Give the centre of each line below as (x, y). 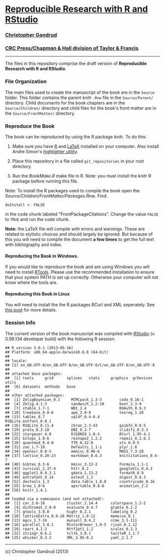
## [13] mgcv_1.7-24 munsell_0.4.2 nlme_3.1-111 (71, 520)
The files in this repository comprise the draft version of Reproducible (76, 64)
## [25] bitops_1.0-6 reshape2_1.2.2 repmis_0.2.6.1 (78, 438)
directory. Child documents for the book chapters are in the (65, 103)
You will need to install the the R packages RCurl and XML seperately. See (80, 305)
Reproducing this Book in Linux (38, 294)
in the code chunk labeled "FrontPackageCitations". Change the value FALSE (82, 214)
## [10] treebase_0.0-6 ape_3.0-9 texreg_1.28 (74, 413)
